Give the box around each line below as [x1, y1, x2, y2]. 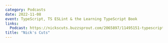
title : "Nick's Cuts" [5, 30, 50, 35]
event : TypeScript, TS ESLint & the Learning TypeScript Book [5, 16, 137, 21]
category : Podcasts [5, 7, 46, 12]
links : [5, 21, 19, 26]
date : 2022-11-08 [5, 12, 41, 17]
